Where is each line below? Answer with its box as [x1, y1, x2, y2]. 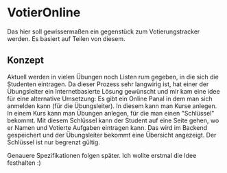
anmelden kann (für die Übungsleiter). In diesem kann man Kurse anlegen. [7, 101, 217, 110]
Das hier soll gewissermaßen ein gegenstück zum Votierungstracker [7, 27, 200, 36]
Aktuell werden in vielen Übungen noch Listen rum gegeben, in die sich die [7, 72, 219, 81]
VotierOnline [7, 5, 81, 21]
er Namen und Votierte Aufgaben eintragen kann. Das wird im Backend [7, 123, 208, 131]
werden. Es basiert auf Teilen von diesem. [7, 34, 126, 42]
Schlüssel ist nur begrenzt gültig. [7, 138, 101, 146]
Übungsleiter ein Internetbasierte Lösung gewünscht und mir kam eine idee [7, 87, 221, 95]
